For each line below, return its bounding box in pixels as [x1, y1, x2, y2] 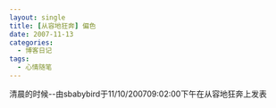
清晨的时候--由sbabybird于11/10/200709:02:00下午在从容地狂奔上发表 [9, 88, 267, 99]
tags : [9, 54, 29, 63]
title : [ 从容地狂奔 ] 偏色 [9, 21, 96, 30]
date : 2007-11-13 [9, 29, 74, 38]
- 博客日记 [17, 46, 53, 55]
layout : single [9, 12, 66, 22]
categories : [9, 37, 54, 47]
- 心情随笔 [17, 63, 53, 72]
